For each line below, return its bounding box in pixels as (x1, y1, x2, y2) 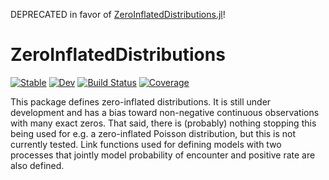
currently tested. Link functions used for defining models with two (10, 138, 282, 150)
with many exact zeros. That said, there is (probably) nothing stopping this (10, 117, 317, 129)
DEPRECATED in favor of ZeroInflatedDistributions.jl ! (10, 9, 226, 20)
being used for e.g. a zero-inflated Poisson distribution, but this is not (10, 127, 297, 139)
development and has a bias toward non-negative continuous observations (10, 106, 320, 118)
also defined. (10, 159, 65, 171)
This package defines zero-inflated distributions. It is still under (10, 95, 272, 108)
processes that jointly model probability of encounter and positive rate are (10, 149, 316, 161)
